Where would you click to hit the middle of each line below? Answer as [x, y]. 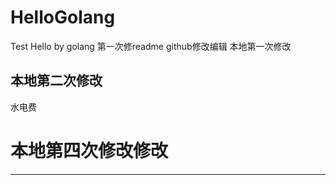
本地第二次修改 [56, 81]
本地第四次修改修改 [89, 150]
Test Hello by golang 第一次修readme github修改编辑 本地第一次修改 [151, 46]
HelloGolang [63, 17]
